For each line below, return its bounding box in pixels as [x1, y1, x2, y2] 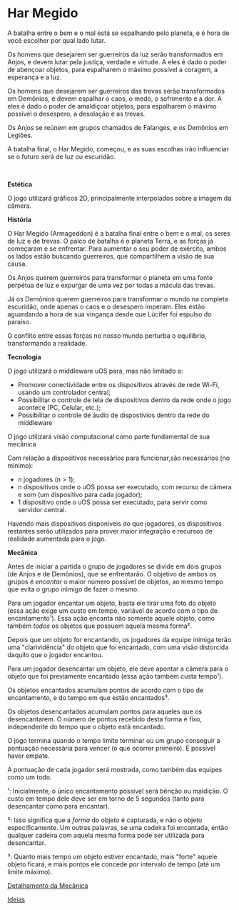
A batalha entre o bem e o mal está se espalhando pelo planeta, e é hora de [7, 29, 230, 37]
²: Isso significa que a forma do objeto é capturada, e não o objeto [7, 816, 203, 824]
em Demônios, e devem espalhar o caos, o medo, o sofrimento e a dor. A [7, 94, 223, 103]
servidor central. [17, 505, 66, 514]
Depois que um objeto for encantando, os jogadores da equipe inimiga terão [7, 635, 232, 644]
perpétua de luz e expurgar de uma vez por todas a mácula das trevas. [7, 281, 215, 289]
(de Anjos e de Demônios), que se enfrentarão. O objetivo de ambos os [7, 569, 217, 578]
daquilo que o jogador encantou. [7, 650, 103, 659]
